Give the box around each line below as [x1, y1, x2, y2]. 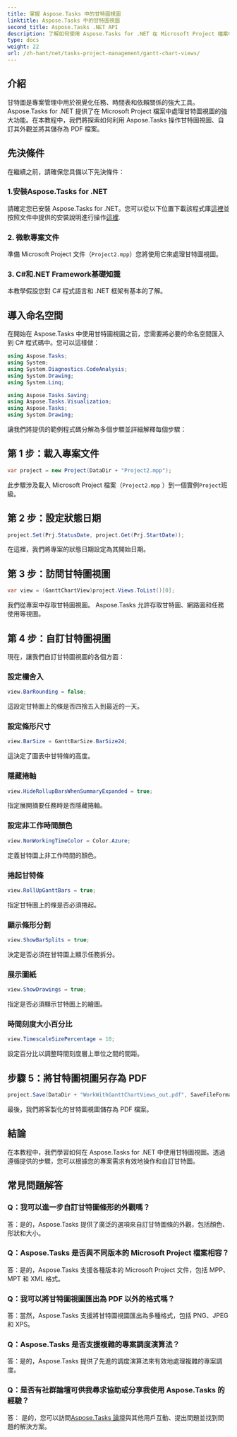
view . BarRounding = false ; [7, 688, 87, 696]
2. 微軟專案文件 [7, 232, 60, 242]
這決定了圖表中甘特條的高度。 [7, 752, 94, 760]
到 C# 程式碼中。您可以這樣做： [7, 338, 100, 347]
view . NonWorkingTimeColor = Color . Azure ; [7, 837, 131, 845]
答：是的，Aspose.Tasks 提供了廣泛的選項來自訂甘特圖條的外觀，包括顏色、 [7, 1220, 229, 1228]
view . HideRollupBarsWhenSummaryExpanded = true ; [7, 787, 153, 795]
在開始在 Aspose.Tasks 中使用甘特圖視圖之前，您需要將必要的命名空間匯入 [7, 330, 224, 338]
